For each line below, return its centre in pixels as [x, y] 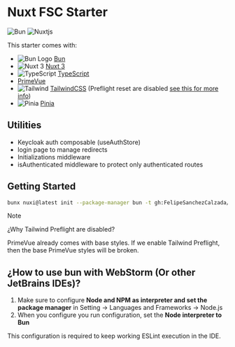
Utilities [24, 126]
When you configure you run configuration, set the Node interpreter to [120, 315]
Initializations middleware [54, 157]
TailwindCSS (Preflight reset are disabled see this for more [134, 88]
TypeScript [73, 73]
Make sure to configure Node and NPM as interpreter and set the [112, 300]
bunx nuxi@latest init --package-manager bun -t [79, 203]
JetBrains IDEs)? [44, 283]
